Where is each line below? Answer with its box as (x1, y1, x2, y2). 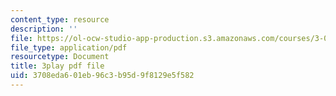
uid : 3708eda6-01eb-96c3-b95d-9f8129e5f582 (10, 71, 195, 81)
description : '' (10, 24, 78, 34)
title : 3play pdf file (10, 61, 105, 71)
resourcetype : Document (10, 52, 110, 62)
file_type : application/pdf (10, 42, 128, 53)
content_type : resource (10, 14, 110, 25)
